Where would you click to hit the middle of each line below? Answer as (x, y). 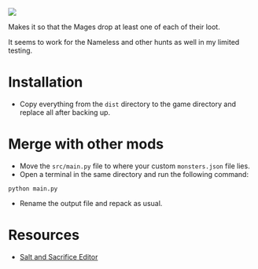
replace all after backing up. (65, 112)
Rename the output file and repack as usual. (91, 203)
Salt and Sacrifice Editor (59, 256)
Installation (46, 82)
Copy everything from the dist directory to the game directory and (127, 104)
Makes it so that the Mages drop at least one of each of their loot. (114, 27)
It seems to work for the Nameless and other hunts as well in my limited (124, 42)
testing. (20, 50)
